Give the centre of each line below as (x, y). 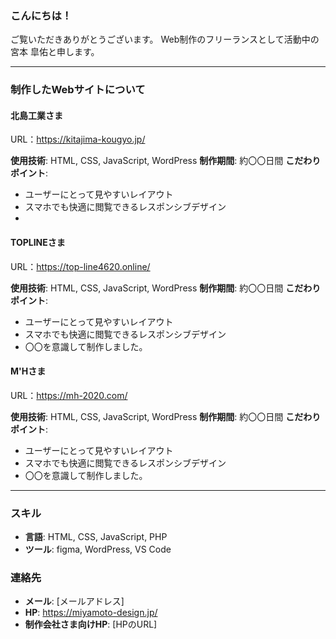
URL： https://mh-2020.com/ (69, 395)
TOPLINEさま (38, 243)
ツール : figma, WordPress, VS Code (98, 549)
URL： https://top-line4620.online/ (80, 266)
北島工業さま (36, 115)
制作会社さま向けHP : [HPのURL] (91, 624)
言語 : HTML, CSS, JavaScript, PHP (96, 537)
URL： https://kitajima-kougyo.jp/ (78, 139)
